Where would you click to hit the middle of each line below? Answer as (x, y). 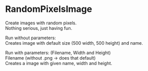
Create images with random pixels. (41, 23)
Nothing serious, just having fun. (39, 28)
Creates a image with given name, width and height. (59, 63)
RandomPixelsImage (49, 9)
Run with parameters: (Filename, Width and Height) (58, 53)
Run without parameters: (30, 38)
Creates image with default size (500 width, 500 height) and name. (74, 43)
